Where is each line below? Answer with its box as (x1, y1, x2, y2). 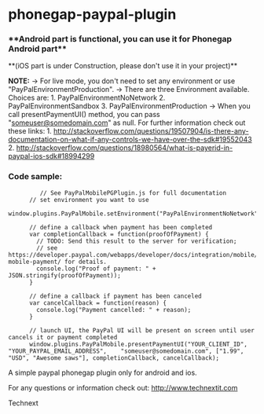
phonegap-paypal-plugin (8, 5, 177, 24)
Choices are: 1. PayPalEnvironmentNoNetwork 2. (8, 93, 166, 103)
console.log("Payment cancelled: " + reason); (36, 306, 192, 313)
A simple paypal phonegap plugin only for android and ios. (8, 368, 198, 377)
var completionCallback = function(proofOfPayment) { (28, 230, 210, 238)
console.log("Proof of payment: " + (36, 265, 156, 273)
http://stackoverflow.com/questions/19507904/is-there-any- (53, 126, 249, 136)
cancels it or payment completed (8, 333, 118, 341)
